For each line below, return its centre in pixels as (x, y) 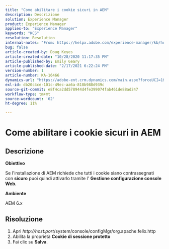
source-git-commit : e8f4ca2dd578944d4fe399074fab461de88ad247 (72, 89)
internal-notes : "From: (30, 43)
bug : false (17, 47)
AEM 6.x (14, 203)
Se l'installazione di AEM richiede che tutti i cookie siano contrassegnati (80, 173)
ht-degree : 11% (21, 104)
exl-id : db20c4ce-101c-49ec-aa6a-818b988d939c (55, 85)
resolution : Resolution (30, 38)
